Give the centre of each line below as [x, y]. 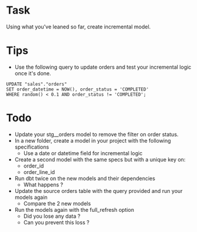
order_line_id [39, 172]
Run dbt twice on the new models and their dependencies [85, 178]
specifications [32, 147]
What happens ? [43, 185]
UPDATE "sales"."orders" [37, 84]
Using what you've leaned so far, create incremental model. [78, 27]
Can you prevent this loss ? [56, 222]
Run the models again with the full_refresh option [74, 210]
